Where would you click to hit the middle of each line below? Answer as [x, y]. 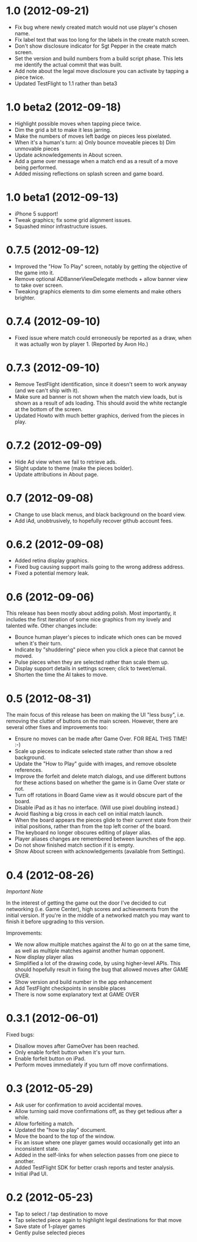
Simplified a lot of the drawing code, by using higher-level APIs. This [98, 963]
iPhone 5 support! [36, 214]
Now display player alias [44, 957]
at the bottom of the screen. [49, 409]
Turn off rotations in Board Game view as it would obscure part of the [98, 795]
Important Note [24, 892]
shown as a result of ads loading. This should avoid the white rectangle [101, 403]
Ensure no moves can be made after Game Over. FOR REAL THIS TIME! [101, 739]
